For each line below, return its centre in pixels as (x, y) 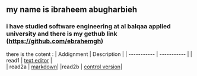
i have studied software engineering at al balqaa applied (88, 27)
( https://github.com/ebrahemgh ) (55, 41)
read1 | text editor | (29, 60)
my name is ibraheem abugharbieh (72, 10)
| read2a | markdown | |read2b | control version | (64, 67)
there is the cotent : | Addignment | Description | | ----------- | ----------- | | (99, 54)
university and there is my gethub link (62, 34)
